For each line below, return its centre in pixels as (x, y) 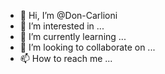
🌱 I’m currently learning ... (73, 36)
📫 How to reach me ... (66, 58)
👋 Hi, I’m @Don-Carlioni (68, 15)
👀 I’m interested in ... (62, 26)
